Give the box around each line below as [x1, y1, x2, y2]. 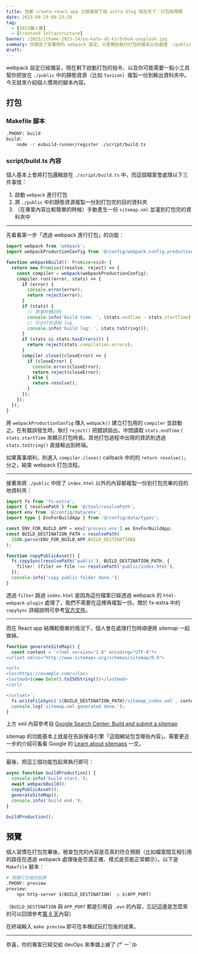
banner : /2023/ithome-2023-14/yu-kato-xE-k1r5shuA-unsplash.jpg [6, 36, 167, 42]
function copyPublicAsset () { [6, 553, 81, 559]
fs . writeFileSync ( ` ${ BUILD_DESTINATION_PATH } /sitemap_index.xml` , [11, 698, 178, 704]
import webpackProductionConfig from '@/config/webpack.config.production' [6, 249, 196, 255]
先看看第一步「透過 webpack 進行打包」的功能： [6, 232, 125, 239]
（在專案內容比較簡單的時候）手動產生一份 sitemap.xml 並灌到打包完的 [14, 206, 187, 213]
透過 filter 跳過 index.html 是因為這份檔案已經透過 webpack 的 [6, 591, 162, 598]
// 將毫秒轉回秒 [27, 308, 62, 315]
